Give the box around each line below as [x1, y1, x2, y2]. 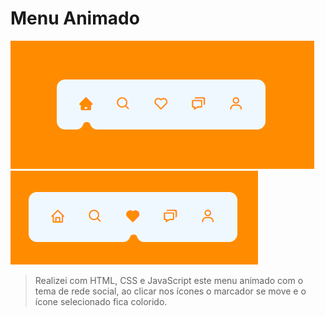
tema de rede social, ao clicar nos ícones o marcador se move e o [34, 285, 307, 297]
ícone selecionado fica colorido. [34, 295, 168, 307]
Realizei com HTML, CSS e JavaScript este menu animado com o [34, 274, 304, 286]
